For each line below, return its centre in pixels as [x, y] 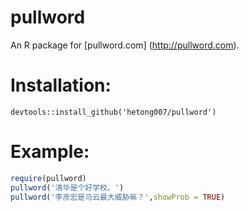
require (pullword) [48, 178]
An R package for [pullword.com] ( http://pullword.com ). [125, 45]
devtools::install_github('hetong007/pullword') [113, 112]
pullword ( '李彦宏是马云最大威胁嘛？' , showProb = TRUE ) [118, 197]
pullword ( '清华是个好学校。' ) [67, 187]
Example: [50, 152]
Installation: [61, 85]
